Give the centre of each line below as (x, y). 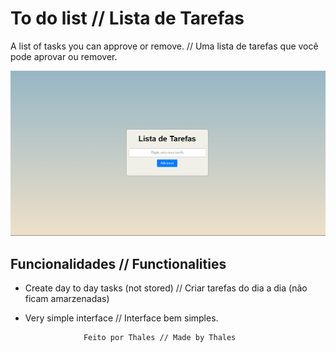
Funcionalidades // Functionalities (118, 263)
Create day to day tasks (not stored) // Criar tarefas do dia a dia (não (166, 288)
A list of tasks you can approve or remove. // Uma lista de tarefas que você (164, 46)
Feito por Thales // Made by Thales (160, 338)
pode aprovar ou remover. (64, 56)
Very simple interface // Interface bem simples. (121, 318)
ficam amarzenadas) (67, 299)
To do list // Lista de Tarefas (127, 18)
